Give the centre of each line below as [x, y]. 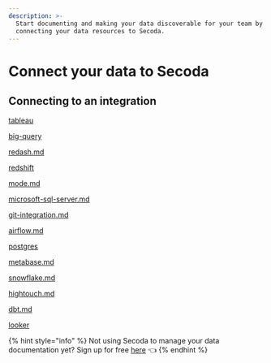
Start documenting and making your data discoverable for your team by [140, 24]
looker [19, 325]
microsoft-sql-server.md [49, 199]
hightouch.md [32, 294]
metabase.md [31, 262]
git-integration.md [39, 215]
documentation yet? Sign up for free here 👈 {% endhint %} [108, 350]
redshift [22, 168]
